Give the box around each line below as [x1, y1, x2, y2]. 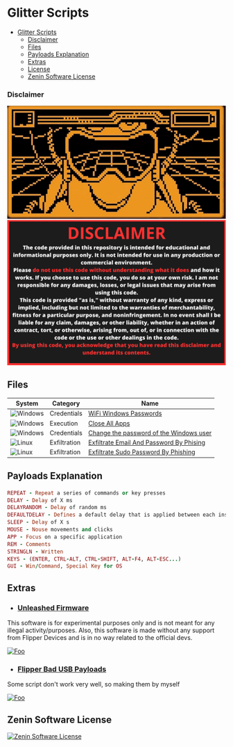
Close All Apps [88, 419, 130, 427]
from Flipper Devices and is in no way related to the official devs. [7, 634, 193, 641]
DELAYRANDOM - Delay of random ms [7, 504, 107, 511]
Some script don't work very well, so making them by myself [7, 680, 180, 689]
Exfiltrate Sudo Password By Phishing [88, 448, 196, 456]
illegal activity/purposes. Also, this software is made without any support [7, 626, 215, 634]
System [15, 399, 39, 408]
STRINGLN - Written [7, 548, 64, 555]
